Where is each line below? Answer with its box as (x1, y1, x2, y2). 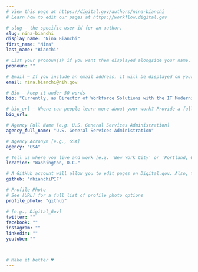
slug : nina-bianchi (6, 30, 54, 36)
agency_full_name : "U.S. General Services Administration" (6, 128, 154, 134)
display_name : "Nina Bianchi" (6, 36, 81, 42)
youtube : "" (6, 236, 35, 242)
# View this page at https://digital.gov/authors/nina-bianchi (6, 8, 165, 15)
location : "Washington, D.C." (6, 160, 81, 166)
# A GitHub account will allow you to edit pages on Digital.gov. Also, (6, 171, 189, 177)
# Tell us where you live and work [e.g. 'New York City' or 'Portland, (6, 154, 189, 160)
